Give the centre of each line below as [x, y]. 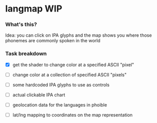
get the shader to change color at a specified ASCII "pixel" [73, 65]
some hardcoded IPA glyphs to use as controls [61, 85]
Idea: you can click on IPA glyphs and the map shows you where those [79, 35]
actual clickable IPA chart [39, 95]
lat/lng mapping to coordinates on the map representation [72, 115]
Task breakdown [26, 54]
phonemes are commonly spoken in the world [53, 41]
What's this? [21, 25]
